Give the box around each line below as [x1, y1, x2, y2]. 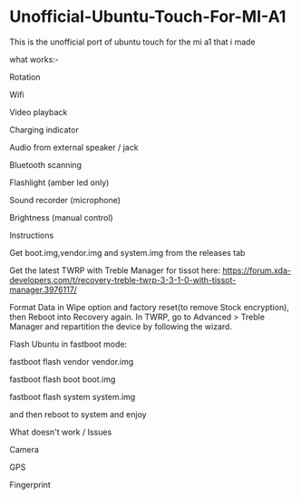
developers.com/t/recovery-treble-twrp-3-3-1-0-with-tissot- [9, 274, 237, 285]
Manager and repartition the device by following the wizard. [9, 320, 233, 332]
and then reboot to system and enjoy [9, 408, 147, 419]
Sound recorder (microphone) [9, 194, 121, 205]
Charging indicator [9, 124, 79, 135]
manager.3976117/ [9, 284, 77, 295]
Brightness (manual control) [9, 211, 113, 223]
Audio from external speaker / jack [9, 142, 139, 152]
